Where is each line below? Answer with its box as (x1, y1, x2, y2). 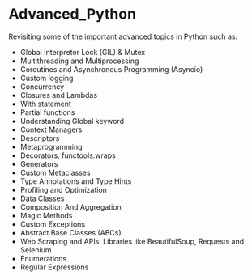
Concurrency (19, 82, 65, 91)
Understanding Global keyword (19, 116, 124, 125)
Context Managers (19, 125, 83, 134)
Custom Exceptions (19, 219, 86, 229)
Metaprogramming (19, 142, 83, 151)
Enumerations (19, 253, 67, 263)
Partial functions (19, 107, 75, 117)
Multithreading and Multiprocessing (19, 56, 139, 66)
